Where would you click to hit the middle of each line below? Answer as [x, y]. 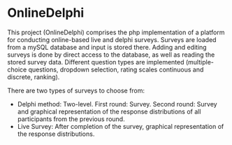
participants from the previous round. [71, 119]
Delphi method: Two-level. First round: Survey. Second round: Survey [117, 104]
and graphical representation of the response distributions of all [109, 111]
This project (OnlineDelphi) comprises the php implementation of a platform [116, 32]
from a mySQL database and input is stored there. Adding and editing [107, 47]
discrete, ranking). [34, 77]
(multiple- [200, 62]
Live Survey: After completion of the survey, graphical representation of [121, 126]
